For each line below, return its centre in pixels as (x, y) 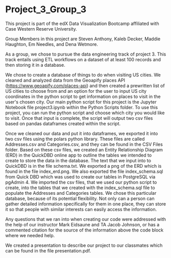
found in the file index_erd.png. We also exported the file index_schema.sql (84, 171)
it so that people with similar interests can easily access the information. (81, 209)
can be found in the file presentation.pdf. (48, 250)
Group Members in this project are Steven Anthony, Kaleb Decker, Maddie (83, 39)
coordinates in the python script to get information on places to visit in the (83, 96)
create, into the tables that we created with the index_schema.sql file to (80, 188)
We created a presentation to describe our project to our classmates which (84, 245)
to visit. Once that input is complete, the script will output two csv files (79, 118)
